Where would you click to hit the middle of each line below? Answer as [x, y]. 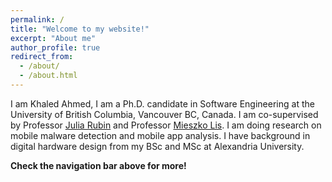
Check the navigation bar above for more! [98, 165]
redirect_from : [42, 57]
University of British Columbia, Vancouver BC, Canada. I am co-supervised [164, 114]
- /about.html [48, 76]
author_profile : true [55, 47]
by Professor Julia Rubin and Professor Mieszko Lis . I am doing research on [166, 125]
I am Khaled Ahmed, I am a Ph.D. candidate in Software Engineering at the [162, 103]
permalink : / [37, 19]
